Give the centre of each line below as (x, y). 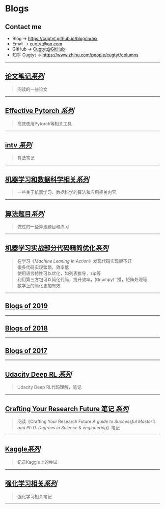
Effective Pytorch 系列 (40, 111)
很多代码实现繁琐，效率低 (43, 267)
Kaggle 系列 (23, 449)
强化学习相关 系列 (31, 484)
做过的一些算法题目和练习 (43, 227)
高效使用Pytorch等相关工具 (44, 123)
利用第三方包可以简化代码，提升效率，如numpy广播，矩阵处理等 (82, 279)
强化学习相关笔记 (34, 496)
